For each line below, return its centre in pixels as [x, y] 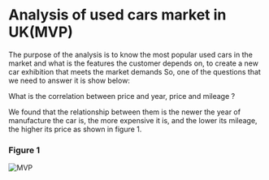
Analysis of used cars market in [117, 15]
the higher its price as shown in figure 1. [75, 129]
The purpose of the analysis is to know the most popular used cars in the [131, 54]
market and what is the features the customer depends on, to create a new [133, 63]
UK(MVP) [41, 32]
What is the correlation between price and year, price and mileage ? [122, 96]
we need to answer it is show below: [69, 80]
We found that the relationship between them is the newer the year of [125, 112]
